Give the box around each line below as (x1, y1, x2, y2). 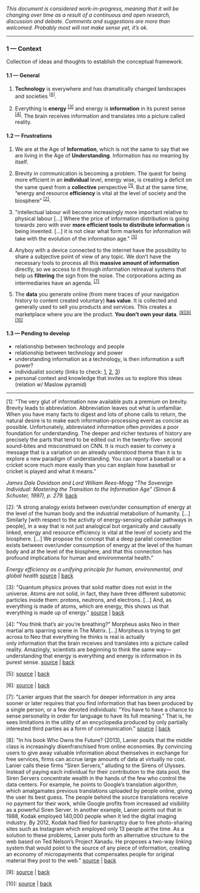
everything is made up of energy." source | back (6, 609, 124, 616)
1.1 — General (6, 72, 40, 79)
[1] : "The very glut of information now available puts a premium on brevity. (6, 398, 188, 405)
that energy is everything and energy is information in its (43, 653, 182, 660)
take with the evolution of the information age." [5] (14, 234, 137, 242)
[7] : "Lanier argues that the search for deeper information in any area (6, 693, 176, 700)
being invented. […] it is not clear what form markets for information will (14, 227, 191, 234)
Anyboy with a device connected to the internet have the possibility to (14, 246, 186, 254)
